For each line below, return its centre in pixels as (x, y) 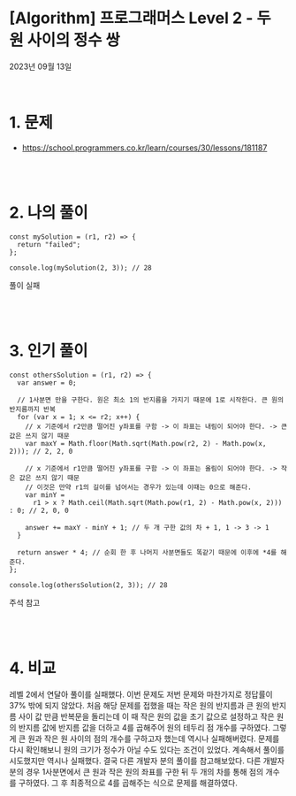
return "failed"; (49, 244)
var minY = (45, 495)
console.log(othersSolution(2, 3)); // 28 (88, 585)
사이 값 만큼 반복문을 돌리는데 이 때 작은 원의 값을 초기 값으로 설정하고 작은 (147, 716)
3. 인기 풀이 (49, 351)
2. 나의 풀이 (49, 213)
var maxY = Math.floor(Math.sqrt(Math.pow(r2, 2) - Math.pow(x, (146, 443)
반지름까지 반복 (32, 409)
